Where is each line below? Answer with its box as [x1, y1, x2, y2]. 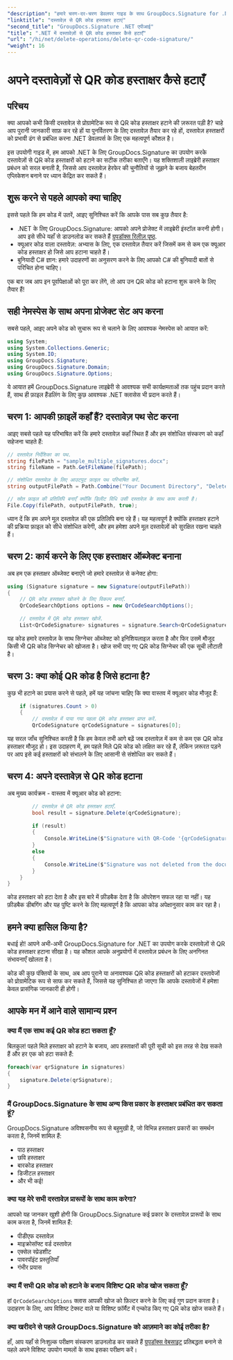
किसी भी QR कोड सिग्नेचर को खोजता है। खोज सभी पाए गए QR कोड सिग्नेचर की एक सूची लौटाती [7, 642, 223, 650]
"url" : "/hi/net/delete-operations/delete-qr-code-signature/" [7, 36, 194, 43]
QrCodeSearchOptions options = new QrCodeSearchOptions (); [19, 602, 194, 609]
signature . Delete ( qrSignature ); [19, 1076, 113, 1083]
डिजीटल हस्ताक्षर [17, 1168, 55, 1177]
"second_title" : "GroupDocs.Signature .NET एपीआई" [7, 23, 154, 30]
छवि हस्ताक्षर [17, 1153, 45, 1162]
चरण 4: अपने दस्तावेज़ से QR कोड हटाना [7, 771, 143, 783]
